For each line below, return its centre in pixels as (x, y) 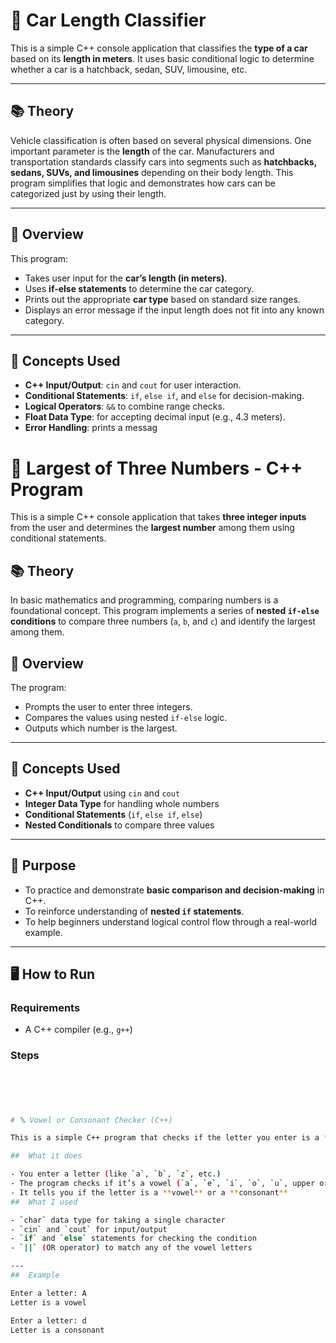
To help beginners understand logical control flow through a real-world (171, 921)
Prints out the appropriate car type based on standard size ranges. (162, 299)
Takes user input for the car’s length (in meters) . (126, 278)
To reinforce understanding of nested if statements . (134, 911)
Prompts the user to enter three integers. (108, 706)
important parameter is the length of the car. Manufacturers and (142, 151)
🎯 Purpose (43, 865)
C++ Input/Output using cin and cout (102, 793)
